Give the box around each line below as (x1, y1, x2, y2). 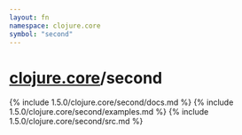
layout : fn (9, 12, 50, 22)
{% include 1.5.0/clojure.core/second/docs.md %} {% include (9, 97, 234, 107)
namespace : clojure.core (9, 21, 101, 30)
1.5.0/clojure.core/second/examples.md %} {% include (9, 107, 209, 117)
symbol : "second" (9, 29, 74, 38)
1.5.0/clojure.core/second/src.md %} (9, 116, 144, 127)
